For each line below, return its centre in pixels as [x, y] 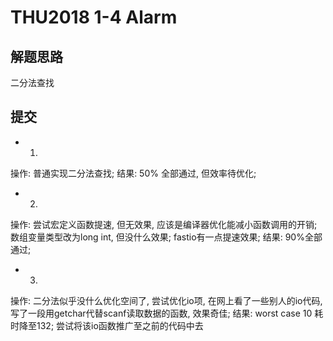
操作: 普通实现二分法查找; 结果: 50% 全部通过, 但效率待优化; [133, 173]
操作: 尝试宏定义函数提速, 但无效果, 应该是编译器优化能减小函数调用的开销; [164, 224]
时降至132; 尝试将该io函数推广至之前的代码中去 [107, 325]
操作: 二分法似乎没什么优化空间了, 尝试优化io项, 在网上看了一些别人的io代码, [166, 300]
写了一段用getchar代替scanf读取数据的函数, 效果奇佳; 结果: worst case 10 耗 [167, 313]
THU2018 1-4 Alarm [94, 17]
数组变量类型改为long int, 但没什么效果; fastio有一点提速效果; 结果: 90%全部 [166, 237]
